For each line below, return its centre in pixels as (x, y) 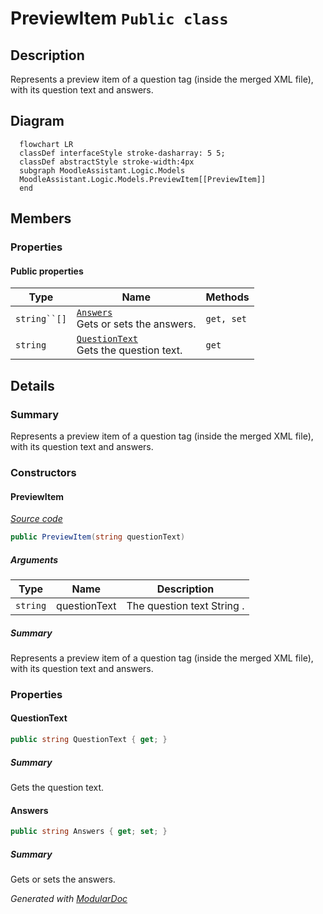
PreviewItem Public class (119, 18)
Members (41, 218)
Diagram (37, 121)
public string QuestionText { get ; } (89, 740)
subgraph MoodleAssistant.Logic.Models (102, 170)
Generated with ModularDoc (69, 898)
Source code (36, 519)
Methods (227, 297)
